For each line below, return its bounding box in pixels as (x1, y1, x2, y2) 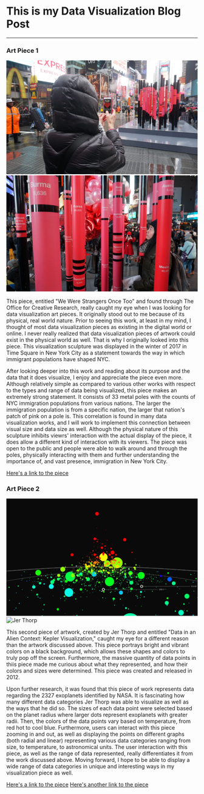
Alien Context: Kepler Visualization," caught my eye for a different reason (6, 635, 189, 642)
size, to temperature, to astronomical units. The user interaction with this (6, 744, 188, 751)
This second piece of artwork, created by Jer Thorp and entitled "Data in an (6, 628, 196, 636)
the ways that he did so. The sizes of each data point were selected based (6, 705, 192, 712)
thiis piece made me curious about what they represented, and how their (6, 660, 188, 668)
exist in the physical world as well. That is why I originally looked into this (6, 336, 189, 344)
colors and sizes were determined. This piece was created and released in (6, 667, 192, 674)
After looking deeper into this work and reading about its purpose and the (6, 367, 190, 375)
